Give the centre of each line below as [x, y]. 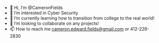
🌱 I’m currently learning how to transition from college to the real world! [82, 18]
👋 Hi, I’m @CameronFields [36, 8]
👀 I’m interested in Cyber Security [44, 13]
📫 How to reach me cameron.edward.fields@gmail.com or [69, 29]
